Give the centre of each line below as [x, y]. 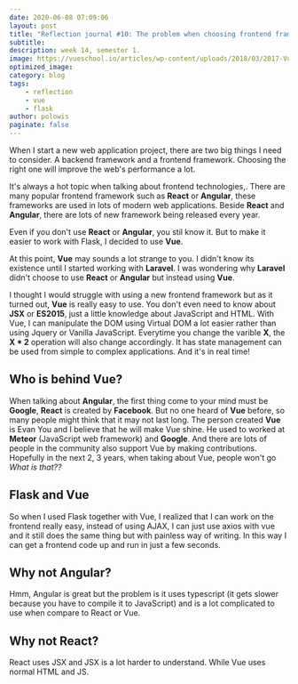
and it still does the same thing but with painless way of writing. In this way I [148, 535]
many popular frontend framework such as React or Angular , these [133, 196]
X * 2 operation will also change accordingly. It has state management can [145, 342]
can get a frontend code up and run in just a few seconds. [115, 544]
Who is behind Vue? [66, 379]
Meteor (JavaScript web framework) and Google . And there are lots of [138, 439]
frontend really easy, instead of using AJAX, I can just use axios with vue [142, 526]
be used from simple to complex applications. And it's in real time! [130, 351]
